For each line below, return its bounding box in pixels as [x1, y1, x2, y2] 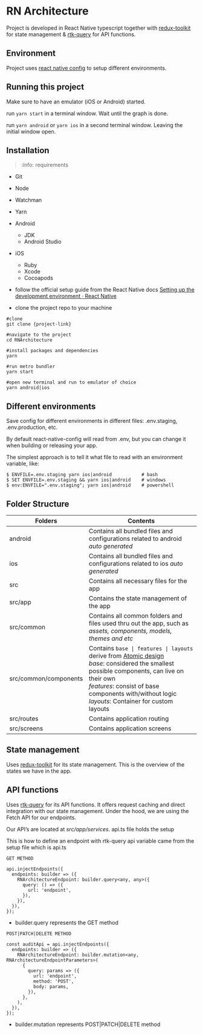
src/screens [9, 724, 43, 733]
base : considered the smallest [88, 659, 174, 667]
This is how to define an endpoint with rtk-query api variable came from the [6, 837, 195, 845]
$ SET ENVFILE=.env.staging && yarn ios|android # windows [6, 477, 166, 483]
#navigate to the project [6, 332, 71, 338]
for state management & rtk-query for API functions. [6, 30, 136, 38]
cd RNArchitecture [6, 337, 53, 343]
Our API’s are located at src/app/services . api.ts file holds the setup [6, 825, 175, 833]
